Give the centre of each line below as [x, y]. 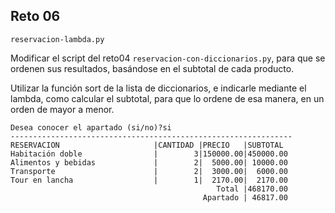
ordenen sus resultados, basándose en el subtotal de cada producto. [152, 68]
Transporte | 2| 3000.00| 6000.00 [149, 171]
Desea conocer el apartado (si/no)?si [91, 127]
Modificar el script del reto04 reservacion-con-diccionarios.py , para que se [168, 58]
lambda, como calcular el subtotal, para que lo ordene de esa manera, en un [167, 98]
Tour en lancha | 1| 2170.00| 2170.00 [149, 180]
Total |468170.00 [252, 189]
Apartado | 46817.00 [245, 197]
